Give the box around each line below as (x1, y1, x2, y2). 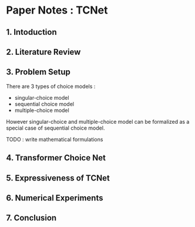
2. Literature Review (6, 47, 81, 57)
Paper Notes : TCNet (6, 4, 108, 17)
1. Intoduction (6, 27, 57, 37)
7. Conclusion (6, 213, 57, 223)
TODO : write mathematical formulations (6, 136, 103, 143)
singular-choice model (14, 94, 69, 101)
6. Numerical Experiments (6, 193, 103, 203)
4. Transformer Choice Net (6, 153, 106, 163)
